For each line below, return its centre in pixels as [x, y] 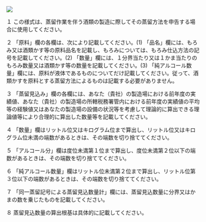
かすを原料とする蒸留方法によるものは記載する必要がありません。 [94, 81]
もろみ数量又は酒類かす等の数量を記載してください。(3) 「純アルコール [97, 65]
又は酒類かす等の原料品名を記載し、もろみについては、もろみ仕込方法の [103, 50]
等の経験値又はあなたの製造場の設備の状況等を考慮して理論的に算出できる [100, 109]
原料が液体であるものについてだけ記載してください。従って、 [116, 73]
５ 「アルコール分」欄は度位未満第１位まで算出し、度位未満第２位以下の [98, 151]
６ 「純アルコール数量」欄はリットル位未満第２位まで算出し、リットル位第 [101, 171]
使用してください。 [41, 29]
